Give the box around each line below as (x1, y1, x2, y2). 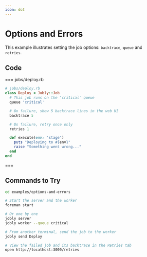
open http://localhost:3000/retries (5, 247, 79, 252)
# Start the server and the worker (5, 198, 77, 203)
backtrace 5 (9, 113, 34, 118)
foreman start (5, 203, 34, 208)
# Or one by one (5, 212, 38, 216)
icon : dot (5, 7, 25, 12)
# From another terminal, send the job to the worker (5, 229, 117, 235)
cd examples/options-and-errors (5, 189, 71, 194)
